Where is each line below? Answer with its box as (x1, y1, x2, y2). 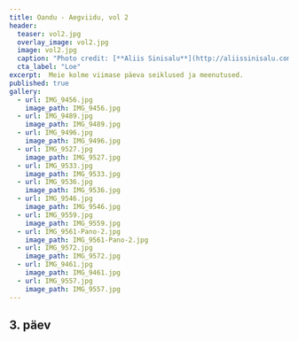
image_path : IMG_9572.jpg (25, 252, 122, 261)
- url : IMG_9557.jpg (17, 276, 93, 285)
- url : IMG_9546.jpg (17, 194, 93, 204)
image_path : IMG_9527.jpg (25, 152, 122, 162)
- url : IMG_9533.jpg (17, 161, 93, 170)
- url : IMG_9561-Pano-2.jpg (17, 227, 122, 236)
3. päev (9, 317, 51, 332)
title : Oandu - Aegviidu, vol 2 (9, 12, 129, 22)
